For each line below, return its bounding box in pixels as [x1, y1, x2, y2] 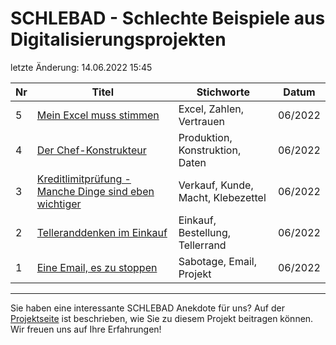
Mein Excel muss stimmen [36, 108, 160, 122]
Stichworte [196, 85, 250, 99]
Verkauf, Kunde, [178, 178, 254, 192]
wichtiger [36, 197, 82, 211]
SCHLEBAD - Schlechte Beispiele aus [10, 7, 326, 30]
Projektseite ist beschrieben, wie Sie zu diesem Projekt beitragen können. [10, 312, 314, 324]
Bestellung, [178, 225, 232, 239]
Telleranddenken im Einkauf [36, 225, 168, 239]
